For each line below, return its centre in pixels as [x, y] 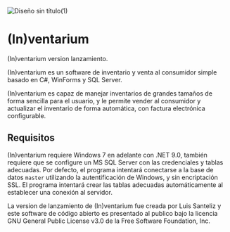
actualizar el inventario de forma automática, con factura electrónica [106, 108]
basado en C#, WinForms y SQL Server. [65, 79]
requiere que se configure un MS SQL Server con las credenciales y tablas [115, 162]
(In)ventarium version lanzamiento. [58, 58]
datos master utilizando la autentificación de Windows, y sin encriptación [113, 177]
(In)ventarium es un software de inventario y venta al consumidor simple [112, 72]
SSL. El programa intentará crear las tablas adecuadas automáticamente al [115, 185]
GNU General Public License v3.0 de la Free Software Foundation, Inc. [109, 221]
